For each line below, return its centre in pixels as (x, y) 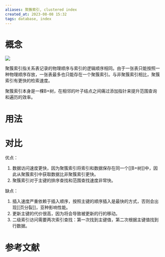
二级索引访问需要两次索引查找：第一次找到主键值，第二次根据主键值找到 (85, 220)
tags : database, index (28, 19)
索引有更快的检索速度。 (29, 81)
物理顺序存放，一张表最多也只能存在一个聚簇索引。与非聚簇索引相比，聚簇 (84, 75)
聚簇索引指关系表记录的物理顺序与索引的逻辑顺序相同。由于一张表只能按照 (80, 68)
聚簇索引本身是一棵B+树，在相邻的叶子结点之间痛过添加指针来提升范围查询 (81, 91)
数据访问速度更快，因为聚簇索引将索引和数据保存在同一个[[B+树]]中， (83, 168)
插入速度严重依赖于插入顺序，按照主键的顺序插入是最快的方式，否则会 (83, 201)
